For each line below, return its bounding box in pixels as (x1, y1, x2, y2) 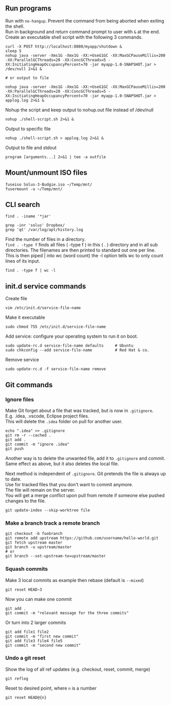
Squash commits (5, 566, 48, 573)
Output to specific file (5, 126, 51, 132)
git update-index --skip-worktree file (5, 507, 90, 513)
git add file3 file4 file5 (5, 638, 63, 644)
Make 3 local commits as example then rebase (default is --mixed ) (5, 577, 144, 583)
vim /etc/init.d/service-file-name (5, 305, 81, 310)
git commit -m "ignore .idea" (5, 442, 70, 447)
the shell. (5, 23, 25, 29)
